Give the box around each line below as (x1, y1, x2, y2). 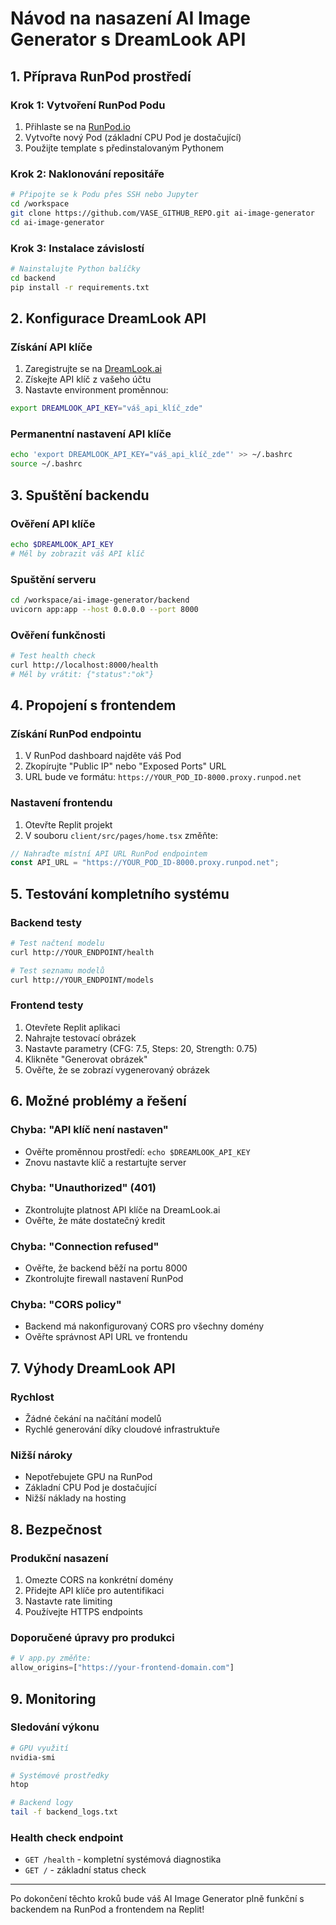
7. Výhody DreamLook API (10, 1360, 176, 1377)
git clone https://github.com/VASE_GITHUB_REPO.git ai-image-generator (10, 208, 315, 218)
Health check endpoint (10, 1830, 124, 1844)
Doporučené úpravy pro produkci (10, 1631, 175, 1644)
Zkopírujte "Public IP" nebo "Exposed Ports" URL (24, 760, 227, 772)
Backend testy (10, 915, 83, 929)
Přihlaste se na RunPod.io (24, 120, 131, 132)
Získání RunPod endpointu (10, 727, 142, 741)
